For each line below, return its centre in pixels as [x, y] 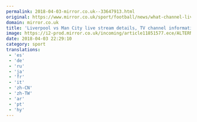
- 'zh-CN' [21, 88]
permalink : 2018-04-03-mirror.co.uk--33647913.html [70, 11]
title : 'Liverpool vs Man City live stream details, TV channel [86, 28]
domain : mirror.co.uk [33, 22]
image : [14, 33]
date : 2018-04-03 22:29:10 [39, 39]
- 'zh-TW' [21, 93]
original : [18, 17]
